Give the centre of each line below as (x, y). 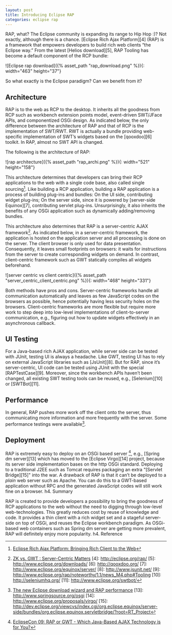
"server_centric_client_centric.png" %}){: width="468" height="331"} (78, 280)
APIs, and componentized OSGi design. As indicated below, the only (77, 120)
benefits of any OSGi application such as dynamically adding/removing (80, 211)
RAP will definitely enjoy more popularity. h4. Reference (64, 534)
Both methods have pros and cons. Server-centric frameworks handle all (82, 290)
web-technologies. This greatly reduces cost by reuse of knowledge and (82, 512)
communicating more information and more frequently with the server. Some (86, 418)
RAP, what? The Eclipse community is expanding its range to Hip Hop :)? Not (86, 34)
